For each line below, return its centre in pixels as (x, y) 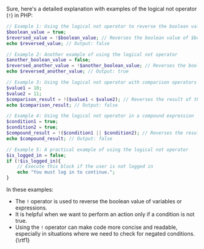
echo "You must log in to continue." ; (66, 172)
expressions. (31, 208)
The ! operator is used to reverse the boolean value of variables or (98, 201)
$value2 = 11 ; (24, 94)
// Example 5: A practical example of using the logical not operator (97, 149)
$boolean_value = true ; (36, 32)
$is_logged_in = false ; (36, 155)
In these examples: (30, 189)
